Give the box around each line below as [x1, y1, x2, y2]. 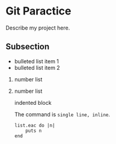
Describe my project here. [5, 24, 70, 31]
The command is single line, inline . [14, 110, 111, 118]
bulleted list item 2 [14, 64, 61, 71]
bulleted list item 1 [14, 57, 60, 64]
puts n [25, 128, 42, 134]
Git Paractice [5, 4, 72, 18]
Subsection [5, 42, 50, 52]
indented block [14, 99, 52, 106]
